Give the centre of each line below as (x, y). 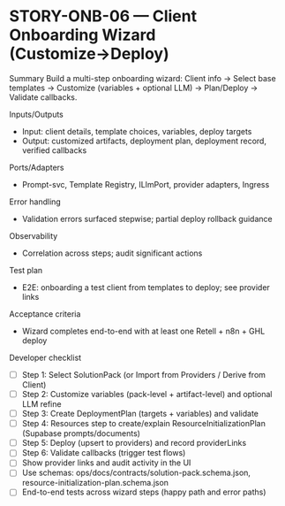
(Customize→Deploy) (89, 54)
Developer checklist (45, 357)
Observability (34, 235)
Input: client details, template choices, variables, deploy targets (137, 131)
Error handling (35, 202)
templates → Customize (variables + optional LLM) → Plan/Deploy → (134, 88)
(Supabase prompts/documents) (81, 433)
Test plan (26, 270)
